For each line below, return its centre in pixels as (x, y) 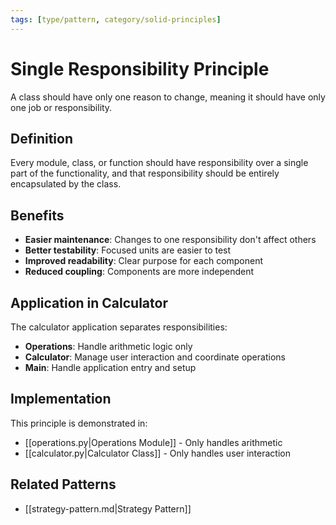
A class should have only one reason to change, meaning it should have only (168, 97)
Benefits (37, 215)
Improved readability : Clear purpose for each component (144, 261)
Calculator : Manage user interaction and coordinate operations (155, 357)
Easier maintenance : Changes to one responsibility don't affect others (170, 240)
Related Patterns (63, 484)
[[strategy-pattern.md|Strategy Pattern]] (108, 508)
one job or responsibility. (61, 107)
